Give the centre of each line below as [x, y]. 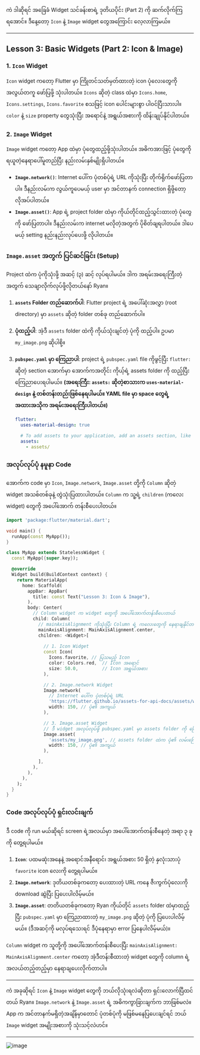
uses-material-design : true [55, 425]
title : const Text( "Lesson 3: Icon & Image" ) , [91, 597]
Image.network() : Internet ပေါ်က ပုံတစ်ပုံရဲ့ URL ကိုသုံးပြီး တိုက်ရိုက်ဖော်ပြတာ [104, 177]
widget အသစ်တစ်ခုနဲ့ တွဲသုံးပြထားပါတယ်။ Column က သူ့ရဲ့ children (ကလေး [95, 494]
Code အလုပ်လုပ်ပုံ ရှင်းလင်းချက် [50, 812]
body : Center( [45, 608]
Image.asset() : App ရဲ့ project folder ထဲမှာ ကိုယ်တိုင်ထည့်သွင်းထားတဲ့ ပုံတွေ [103, 212]
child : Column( [51, 619]
